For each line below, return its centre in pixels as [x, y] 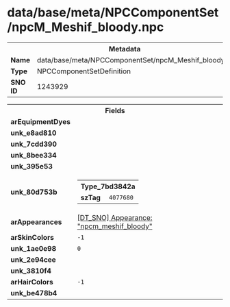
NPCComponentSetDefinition [84, 71]
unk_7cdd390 [34, 144]
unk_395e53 [32, 166]
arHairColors [32, 282]
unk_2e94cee [33, 260]
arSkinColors [33, 237]
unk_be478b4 [34, 293]
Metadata [125, 49]
